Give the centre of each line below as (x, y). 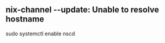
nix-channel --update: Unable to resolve (82, 10)
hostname (25, 19)
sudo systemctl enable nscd (40, 33)
